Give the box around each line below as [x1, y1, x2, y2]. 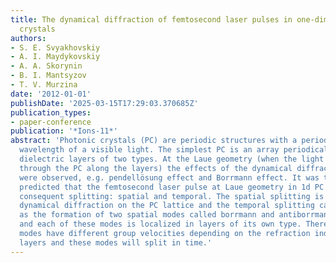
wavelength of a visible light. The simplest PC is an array [19, 145, 280, 155]
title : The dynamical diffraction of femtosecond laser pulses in [10, 14, 293, 25]
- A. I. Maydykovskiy [10, 52, 101, 62]
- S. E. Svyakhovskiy [10, 42, 101, 53]
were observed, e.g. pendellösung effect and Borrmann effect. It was [19, 172, 320, 183]
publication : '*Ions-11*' [10, 126, 118, 136]
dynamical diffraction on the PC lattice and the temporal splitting [19, 201, 315, 211]
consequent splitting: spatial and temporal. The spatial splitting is [19, 191, 325, 201]
